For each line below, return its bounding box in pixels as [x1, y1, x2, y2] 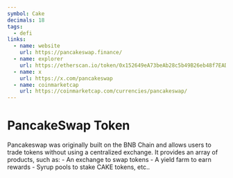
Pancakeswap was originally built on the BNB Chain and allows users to [7, 140, 212, 149]
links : [7, 36, 26, 43]
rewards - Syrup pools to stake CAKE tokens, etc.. [7, 163, 150, 171]
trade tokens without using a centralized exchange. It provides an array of [7, 148, 218, 156]
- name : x [13, 68, 42, 75]
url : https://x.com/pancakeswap [19, 74, 113, 82]
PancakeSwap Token [7, 118, 130, 133]
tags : [7, 23, 23, 30]
